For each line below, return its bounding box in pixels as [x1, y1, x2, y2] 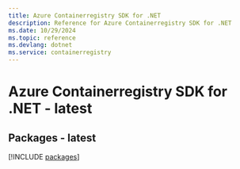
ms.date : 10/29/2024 [8, 26, 77, 34]
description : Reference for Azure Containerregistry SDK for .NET [8, 19, 232, 27]
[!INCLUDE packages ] [8, 152, 80, 161]
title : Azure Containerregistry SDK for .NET [8, 11, 161, 20]
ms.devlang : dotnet [8, 41, 73, 49]
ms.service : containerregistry [8, 48, 112, 56]
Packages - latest [8, 131, 97, 144]
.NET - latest [8, 100, 93, 117]
